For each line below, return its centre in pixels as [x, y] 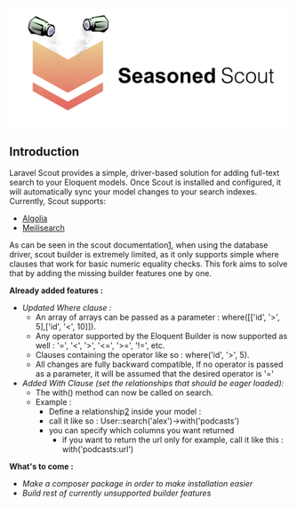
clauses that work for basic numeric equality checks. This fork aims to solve [148, 264]
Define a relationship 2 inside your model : [125, 412]
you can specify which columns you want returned [141, 431]
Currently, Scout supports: [58, 202]
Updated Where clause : [67, 308]
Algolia [35, 218]
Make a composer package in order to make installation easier [137, 484]
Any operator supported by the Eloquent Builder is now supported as [161, 337]
